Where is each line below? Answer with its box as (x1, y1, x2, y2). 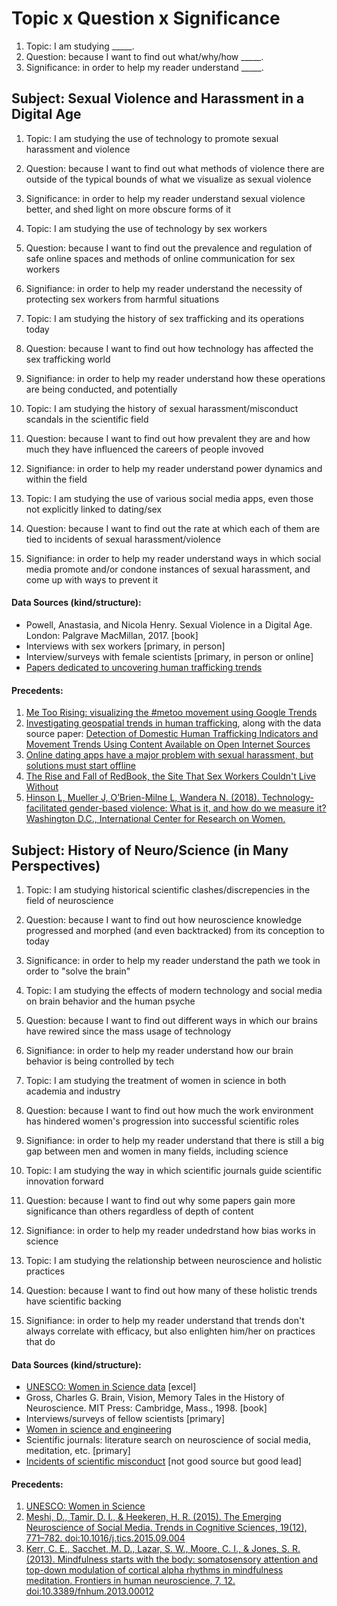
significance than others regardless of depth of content (25, 1205, 254, 1217)
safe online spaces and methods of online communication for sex (25, 252, 296, 264)
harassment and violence (25, 143, 131, 155)
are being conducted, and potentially (25, 383, 178, 395)
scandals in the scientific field (25, 413, 149, 425)
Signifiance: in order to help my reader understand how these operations (25, 372, 326, 384)
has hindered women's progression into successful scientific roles (25, 1115, 299, 1127)
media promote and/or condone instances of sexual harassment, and (25, 563, 311, 575)
